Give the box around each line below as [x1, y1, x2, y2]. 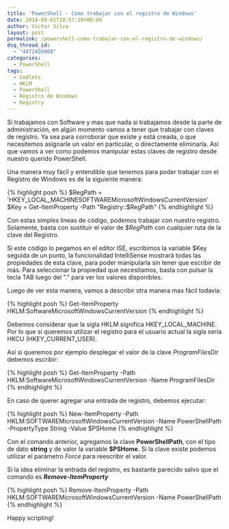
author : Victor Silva [7, 23, 69, 29]
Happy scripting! [7, 513, 54, 521]
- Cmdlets [13, 73, 41, 81]
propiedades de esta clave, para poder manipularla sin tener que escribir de [7, 258, 221, 267]
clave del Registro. [7, 230, 59, 238]
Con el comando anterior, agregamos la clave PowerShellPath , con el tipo [7, 437, 216, 445]
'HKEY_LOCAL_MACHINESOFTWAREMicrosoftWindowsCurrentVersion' [7, 195, 208, 204]
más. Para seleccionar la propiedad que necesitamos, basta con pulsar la [7, 265, 213, 274]
